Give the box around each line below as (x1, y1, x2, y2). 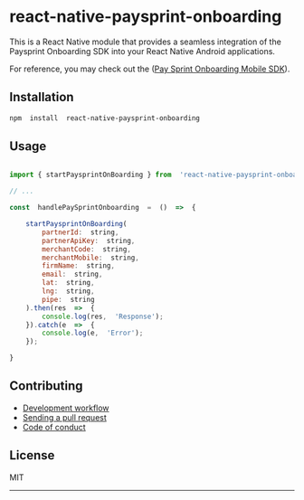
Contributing (9, 378, 83, 394)
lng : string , (42, 287, 95, 296)
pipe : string (42, 295, 95, 304)
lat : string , (42, 278, 95, 288)
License (9, 448, 55, 463)
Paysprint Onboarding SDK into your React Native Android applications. (9, 45, 276, 56)
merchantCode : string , (42, 244, 131, 254)
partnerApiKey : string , (42, 236, 136, 245)
